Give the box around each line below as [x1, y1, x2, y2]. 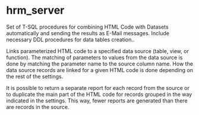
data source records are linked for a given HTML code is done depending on [6, 66, 194, 73]
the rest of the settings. [6, 73, 64, 80]
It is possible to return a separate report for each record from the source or [6, 84, 190, 91]
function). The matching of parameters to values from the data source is [6, 54, 183, 61]
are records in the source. [6, 103, 70, 110]
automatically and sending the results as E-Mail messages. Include [6, 29, 170, 36]
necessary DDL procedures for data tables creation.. [6, 36, 135, 43]
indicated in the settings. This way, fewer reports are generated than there [6, 97, 188, 104]
